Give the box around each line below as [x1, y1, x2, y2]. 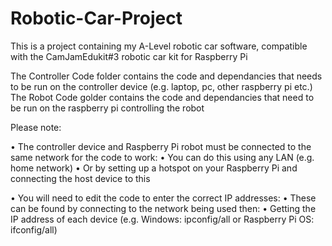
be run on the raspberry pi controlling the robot [10, 102, 205, 114]
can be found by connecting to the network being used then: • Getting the [10, 202, 317, 214]
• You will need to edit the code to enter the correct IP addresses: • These [10, 192, 317, 204]
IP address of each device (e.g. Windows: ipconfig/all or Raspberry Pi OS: [10, 213, 315, 225]
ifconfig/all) [10, 223, 58, 236]
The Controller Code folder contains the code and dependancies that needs [10, 70, 323, 82]
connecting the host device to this [10, 172, 151, 184]
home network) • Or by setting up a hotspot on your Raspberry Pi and [10, 162, 298, 174]
